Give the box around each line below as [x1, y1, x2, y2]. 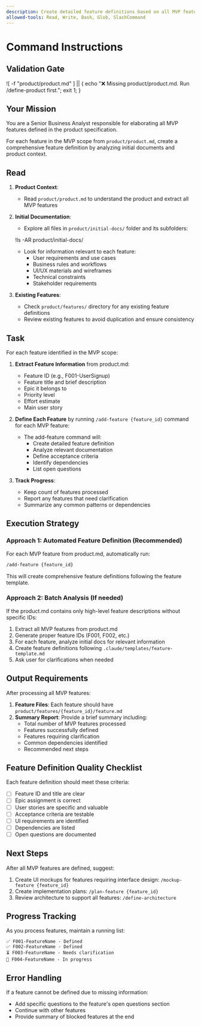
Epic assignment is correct [14, 797, 81, 804]
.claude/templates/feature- [103, 645, 173, 651]
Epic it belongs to [23, 384, 67, 392]
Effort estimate [23, 397, 61, 405]
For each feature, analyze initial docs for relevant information [14, 638, 166, 645]
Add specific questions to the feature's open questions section [14, 1000, 170, 1007]
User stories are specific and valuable [14, 803, 109, 811]
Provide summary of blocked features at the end [14, 1013, 135, 1021]
